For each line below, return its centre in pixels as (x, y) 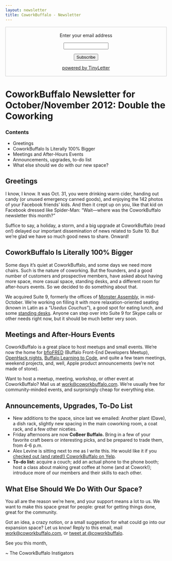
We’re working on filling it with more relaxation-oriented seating (92, 302)
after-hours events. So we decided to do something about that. (72, 287)
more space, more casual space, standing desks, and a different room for (83, 281)
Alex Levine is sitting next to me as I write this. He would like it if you (85, 451)
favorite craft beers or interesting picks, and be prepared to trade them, (88, 440)
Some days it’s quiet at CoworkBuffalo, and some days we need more (79, 265)
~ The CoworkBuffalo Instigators (40, 553)
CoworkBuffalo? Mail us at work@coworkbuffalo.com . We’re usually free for (85, 384)
